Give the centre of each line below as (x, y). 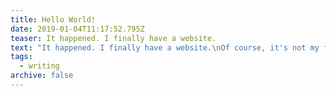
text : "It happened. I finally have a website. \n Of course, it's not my (165, 47)
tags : (21, 57)
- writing (39, 66)
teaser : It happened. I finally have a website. (113, 38)
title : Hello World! (53, 19)
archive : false (42, 76)
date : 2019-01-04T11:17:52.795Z (77, 29)
